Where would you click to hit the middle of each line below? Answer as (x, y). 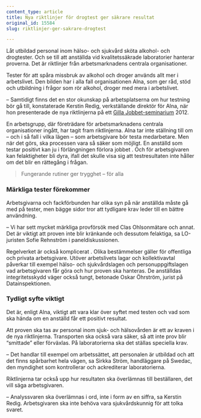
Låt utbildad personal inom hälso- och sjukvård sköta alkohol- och (88, 51)
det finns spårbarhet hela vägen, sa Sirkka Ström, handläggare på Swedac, (99, 360)
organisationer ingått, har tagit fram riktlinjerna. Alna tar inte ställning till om (100, 130)
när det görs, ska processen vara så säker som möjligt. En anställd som (94, 143)
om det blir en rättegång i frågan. (47, 162)
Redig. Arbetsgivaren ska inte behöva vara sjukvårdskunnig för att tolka (95, 403)
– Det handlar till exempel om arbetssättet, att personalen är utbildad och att (100, 354)
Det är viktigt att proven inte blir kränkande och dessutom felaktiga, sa (93, 233)
